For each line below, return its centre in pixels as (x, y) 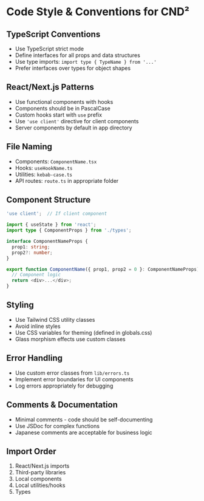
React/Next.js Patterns (50, 87)
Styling (20, 305)
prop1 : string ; (31, 247)
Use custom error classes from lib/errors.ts (72, 373)
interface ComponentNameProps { (47, 242)
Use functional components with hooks (64, 101)
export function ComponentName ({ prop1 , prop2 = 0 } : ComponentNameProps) (103, 269)
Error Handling (34, 358)
